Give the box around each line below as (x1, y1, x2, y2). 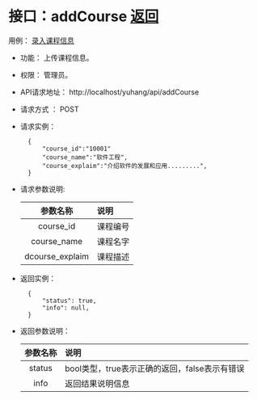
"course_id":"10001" (41, 145, 112, 153)
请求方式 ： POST (19, 104, 79, 114)
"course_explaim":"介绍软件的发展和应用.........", (41, 162, 208, 170)
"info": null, (41, 304, 90, 312)
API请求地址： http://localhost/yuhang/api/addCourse (19, 86, 200, 97)
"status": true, (41, 297, 97, 305)
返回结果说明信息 (64, 377, 130, 389)
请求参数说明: (19, 183, 65, 194)
